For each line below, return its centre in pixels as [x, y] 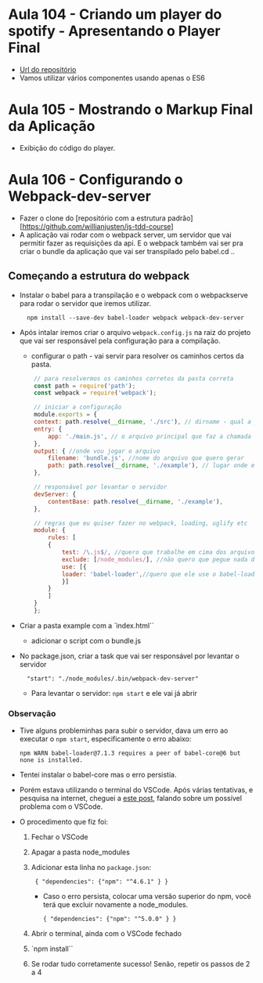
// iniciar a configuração [78, 407]
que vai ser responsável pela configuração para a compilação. [120, 340]
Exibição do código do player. [67, 147]
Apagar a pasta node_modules [81, 852]
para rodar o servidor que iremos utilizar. [85, 303]
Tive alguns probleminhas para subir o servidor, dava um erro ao [124, 730]
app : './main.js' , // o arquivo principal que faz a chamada [150, 436]
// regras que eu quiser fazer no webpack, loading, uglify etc [141, 523]
